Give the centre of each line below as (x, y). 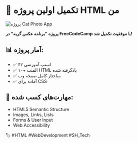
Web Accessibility (31, 125)
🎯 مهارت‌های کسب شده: (39, 97)
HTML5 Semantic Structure (41, 109)
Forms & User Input (33, 120)
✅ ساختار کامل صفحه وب (37, 75)
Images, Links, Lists (33, 115)
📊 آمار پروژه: (25, 50)
